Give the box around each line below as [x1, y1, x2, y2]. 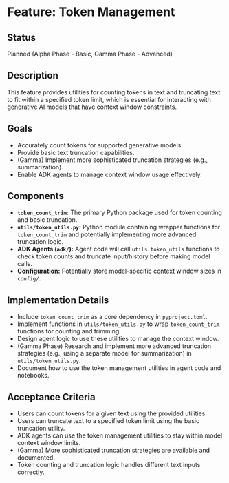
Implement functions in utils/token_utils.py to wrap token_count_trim [17, 320, 220, 328]
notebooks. [17, 371, 50, 380]
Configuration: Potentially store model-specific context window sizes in [17, 267, 222, 276]
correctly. [17, 468, 45, 476]
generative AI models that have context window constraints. [7, 103, 177, 111]
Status [7, 32, 36, 43]
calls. [17, 260, 32, 268]
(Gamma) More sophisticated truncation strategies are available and [17, 446, 210, 455]
